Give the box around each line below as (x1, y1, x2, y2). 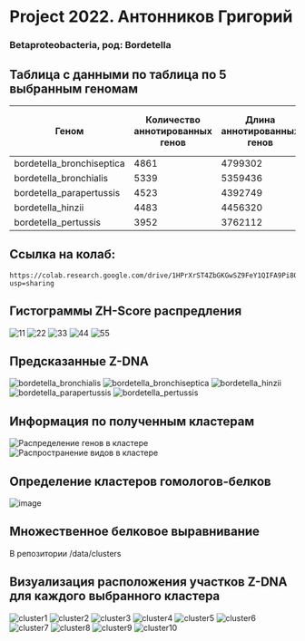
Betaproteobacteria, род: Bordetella (9, 39, 172, 52)
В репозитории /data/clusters (9, 548, 122, 558)
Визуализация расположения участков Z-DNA (9, 574, 288, 590)
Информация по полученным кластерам (9, 413, 255, 429)
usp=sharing (9, 278, 54, 287)
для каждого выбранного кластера (9, 588, 221, 604)
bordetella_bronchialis (14, 171, 109, 184)
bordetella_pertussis (14, 216, 102, 228)
